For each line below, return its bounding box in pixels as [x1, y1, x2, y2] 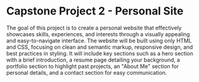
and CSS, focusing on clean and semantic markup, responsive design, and [6, 43, 194, 51]
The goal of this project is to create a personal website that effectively [6, 24, 182, 31]
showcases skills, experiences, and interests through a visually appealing [6, 30, 190, 37]
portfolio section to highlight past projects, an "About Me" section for [6, 62, 179, 70]
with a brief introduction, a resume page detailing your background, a [6, 56, 181, 63]
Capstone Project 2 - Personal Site [6, 4, 184, 18]
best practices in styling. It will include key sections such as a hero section [6, 49, 194, 57]
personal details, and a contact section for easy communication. [6, 69, 167, 76]
